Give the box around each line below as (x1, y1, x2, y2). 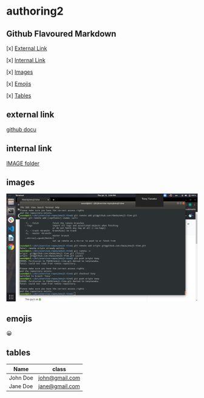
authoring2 (6, 4, 64, 18)
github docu (6, 126, 36, 133)
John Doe (8, 374, 33, 382)
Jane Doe (8, 383, 33, 390)
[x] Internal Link (6, 57, 46, 63)
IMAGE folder (6, 160, 39, 167)
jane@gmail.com (38, 383, 80, 390)
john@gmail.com (38, 374, 81, 382)
